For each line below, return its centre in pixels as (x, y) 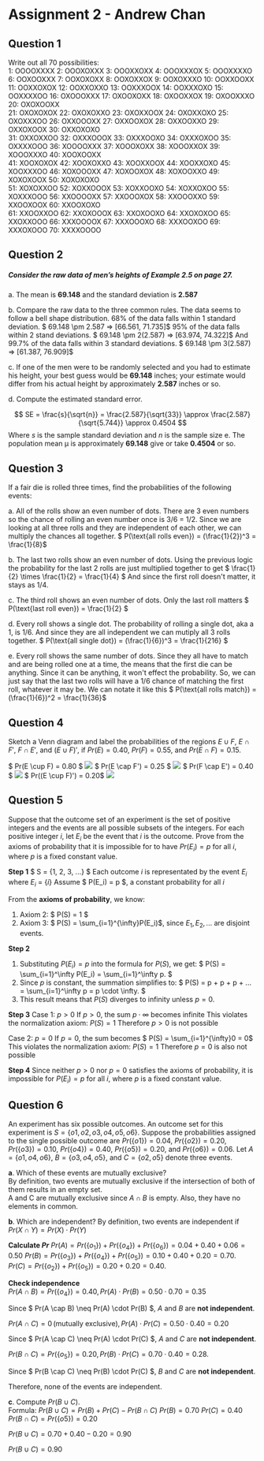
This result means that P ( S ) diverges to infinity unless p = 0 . (117, 999)
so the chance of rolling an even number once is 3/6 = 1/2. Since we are (125, 520)
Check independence (44, 1283)
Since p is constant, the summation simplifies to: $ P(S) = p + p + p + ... (136, 982)
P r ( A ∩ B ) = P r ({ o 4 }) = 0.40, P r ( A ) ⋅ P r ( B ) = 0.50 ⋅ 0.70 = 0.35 (107, 1292)
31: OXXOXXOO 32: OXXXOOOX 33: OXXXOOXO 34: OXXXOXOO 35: (120, 138)
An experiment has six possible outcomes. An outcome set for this (116, 1124)
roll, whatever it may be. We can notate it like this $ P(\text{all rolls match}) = (132, 690)
